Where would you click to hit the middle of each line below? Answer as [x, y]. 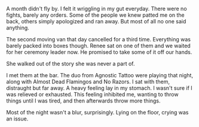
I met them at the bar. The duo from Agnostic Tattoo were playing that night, [99, 75]
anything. [18, 28]
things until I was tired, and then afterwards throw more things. [83, 101]
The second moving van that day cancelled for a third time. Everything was [99, 39]
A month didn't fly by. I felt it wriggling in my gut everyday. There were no [97, 9]
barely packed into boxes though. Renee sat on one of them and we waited [99, 46]
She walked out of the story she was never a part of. [71, 63]
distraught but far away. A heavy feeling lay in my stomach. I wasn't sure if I [99, 88]
